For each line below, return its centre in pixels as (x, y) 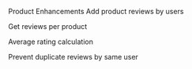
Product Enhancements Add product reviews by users (96, 11)
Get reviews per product (48, 26)
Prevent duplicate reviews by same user (73, 57)
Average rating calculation (51, 42)
